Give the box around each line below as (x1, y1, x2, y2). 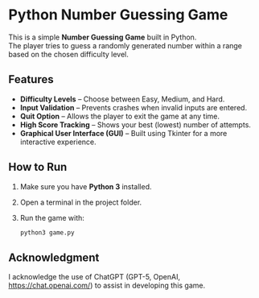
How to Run (8, 160, 68, 174)
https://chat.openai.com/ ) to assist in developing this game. (8, 280, 206, 291)
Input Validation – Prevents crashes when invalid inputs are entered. (19, 102, 248, 112)
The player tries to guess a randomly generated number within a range (8, 40, 243, 50)
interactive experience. (19, 137, 97, 147)
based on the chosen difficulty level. (8, 49, 129, 59)
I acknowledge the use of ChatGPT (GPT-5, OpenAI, (8, 272, 181, 282)
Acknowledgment (8, 250, 100, 264)
